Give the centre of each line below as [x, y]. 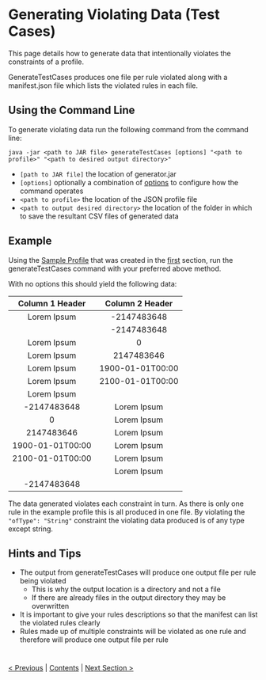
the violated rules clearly [60, 623]
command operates [51, 191]
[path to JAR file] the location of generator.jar [98, 174]
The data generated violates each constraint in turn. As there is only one [126, 503]
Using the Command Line [72, 110]
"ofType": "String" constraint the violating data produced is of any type [127, 520]
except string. [31, 529]
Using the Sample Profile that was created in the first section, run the [121, 260]
